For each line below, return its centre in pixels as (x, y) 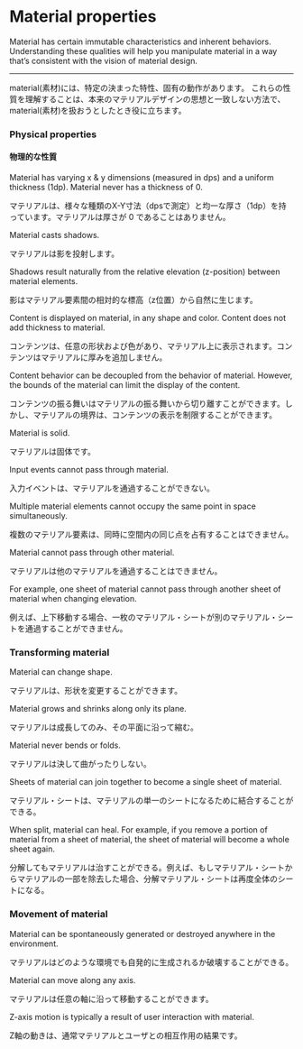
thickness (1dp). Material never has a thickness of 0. (106, 188)
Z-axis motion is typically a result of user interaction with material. (132, 1017)
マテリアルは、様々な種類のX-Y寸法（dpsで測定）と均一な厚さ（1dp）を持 (148, 206)
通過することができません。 (76, 629)
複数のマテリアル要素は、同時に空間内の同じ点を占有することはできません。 (151, 535)
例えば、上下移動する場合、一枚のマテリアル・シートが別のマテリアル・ (143, 617)
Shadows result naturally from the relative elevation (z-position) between (145, 271)
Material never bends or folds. (65, 745)
